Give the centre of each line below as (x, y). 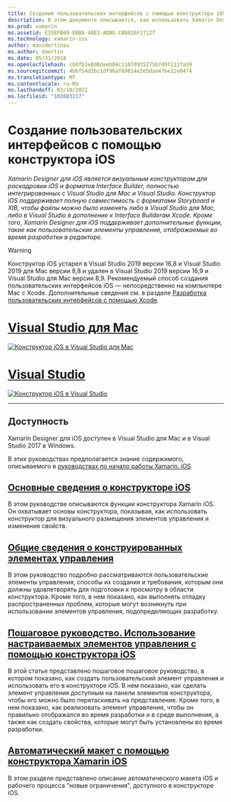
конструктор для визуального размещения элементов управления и (108, 518)
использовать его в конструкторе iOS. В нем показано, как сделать (107, 686)
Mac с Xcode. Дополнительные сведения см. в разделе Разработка (107, 293)
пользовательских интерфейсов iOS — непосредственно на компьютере (115, 285)
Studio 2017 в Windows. (42, 445)
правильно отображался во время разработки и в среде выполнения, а (113, 715)
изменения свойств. (38, 526)
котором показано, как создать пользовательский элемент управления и (116, 678)
